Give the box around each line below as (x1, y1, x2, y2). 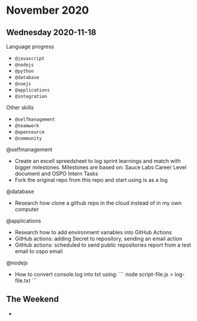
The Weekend (6, 294, 59, 304)
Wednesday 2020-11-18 (6, 27, 96, 37)
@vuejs (14, 81, 32, 87)
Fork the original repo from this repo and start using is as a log (14, 177, 168, 183)
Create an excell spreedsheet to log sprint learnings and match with (14, 158, 181, 164)
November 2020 (6, 4, 89, 17)
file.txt (14, 277, 31, 284)
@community (14, 136, 42, 141)
